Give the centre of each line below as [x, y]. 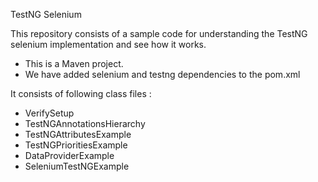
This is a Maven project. [74, 63]
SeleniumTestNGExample [77, 166]
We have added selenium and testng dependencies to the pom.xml [162, 74]
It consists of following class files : [81, 93]
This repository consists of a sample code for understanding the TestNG [159, 33]
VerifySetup [49, 113]
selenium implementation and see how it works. [108, 44]
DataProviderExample [69, 155]
